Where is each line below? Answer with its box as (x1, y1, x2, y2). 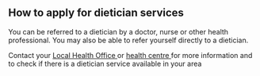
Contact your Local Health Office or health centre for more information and (8, 50, 253, 60)
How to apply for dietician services (8, 6, 185, 20)
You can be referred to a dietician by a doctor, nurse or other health (8, 27, 228, 36)
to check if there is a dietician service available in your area (8, 59, 202, 68)
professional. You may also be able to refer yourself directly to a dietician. (8, 35, 249, 45)
